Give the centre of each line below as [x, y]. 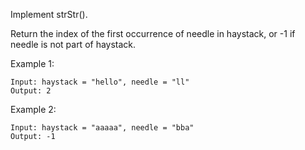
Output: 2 [31, 91]
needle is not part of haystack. [73, 44]
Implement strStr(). [49, 14]
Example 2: [33, 109]
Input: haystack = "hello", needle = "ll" [100, 82]
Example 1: [32, 63]
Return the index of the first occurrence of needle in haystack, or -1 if [153, 33]
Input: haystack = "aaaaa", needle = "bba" [102, 128]
